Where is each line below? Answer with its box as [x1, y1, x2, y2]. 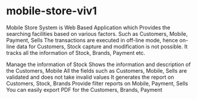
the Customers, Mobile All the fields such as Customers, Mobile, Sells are [6, 67, 187, 74]
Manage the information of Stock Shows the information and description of [6, 61, 191, 68]
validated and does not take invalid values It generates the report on [6, 73, 175, 81]
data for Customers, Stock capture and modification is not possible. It [16, 43, 188, 50]
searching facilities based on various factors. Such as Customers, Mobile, [6, 30, 188, 37]
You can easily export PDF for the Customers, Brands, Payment [6, 86, 163, 93]
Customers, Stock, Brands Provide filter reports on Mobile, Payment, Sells [6, 79, 189, 87]
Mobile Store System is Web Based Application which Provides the [6, 24, 171, 31]
